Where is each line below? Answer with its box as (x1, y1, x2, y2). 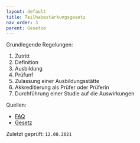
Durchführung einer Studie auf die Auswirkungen (14, 90, 135, 97)
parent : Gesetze (6, 25, 46, 31)
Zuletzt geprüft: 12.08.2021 (6, 131, 72, 138)
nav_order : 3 (6, 19, 38, 25)
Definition (14, 59, 38, 66)
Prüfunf (14, 71, 34, 78)
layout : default (6, 8, 46, 15)
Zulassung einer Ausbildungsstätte (14, 78, 100, 85)
